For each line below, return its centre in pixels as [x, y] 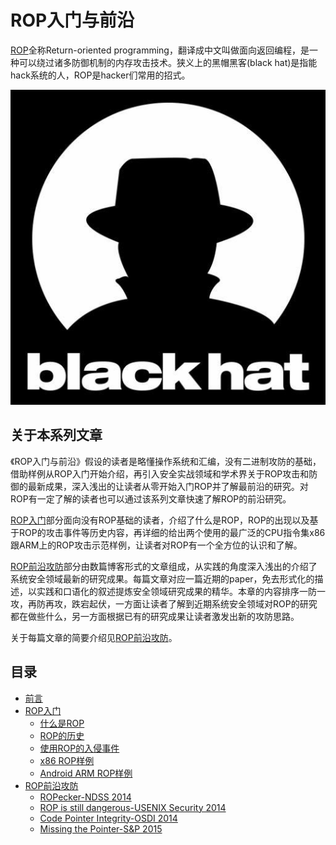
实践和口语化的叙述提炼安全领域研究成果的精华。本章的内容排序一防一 [181, 591]
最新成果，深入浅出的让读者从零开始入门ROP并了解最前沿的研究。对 [168, 486]
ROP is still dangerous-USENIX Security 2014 [133, 807]
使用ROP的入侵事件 [79, 748]
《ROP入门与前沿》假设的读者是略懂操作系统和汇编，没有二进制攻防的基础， [166, 461]
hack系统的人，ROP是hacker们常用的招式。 [100, 75]
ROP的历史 [62, 735]
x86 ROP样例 [67, 760]
